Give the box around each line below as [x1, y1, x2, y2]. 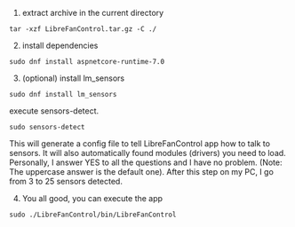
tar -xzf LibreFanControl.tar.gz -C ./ [9, 25, 157, 34]
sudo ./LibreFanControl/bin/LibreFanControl [9, 210, 177, 219]
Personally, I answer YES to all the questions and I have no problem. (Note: [9, 157, 283, 168]
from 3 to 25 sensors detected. [9, 176, 123, 186]
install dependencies [21, 40, 99, 51]
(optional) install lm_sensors [21, 73, 125, 83]
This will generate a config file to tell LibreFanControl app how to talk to [9, 138, 271, 149]
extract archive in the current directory [21, 8, 164, 18]
